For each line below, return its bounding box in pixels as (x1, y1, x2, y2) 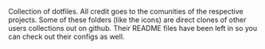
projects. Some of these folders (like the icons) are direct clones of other (8, 15, 247, 24)
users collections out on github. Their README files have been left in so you (8, 24, 257, 32)
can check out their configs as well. (8, 32, 125, 41)
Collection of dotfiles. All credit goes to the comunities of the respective (8, 7, 244, 16)
